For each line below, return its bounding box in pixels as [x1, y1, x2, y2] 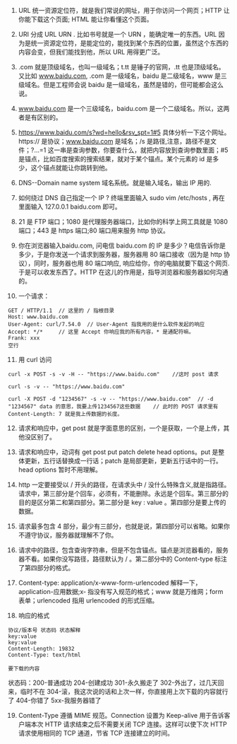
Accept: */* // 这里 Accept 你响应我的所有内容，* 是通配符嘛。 [8, 328, 195, 335]
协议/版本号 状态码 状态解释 [8, 627, 81, 634]
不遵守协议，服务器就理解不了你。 [18, 531, 118, 539]
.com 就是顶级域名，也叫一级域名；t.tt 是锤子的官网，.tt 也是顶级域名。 [18, 63, 225, 71]
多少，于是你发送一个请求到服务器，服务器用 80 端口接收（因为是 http [18, 250, 223, 258]
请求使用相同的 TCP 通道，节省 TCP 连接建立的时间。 [18, 729, 174, 737]
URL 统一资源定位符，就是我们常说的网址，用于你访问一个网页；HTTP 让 [18, 6, 230, 14]
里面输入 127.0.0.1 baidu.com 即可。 [18, 202, 122, 211]
